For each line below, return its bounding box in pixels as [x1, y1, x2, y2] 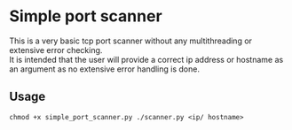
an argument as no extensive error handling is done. [9, 64, 200, 74]
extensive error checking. [9, 44, 103, 55]
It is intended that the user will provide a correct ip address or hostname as [9, 54, 284, 65]
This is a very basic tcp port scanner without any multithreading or [9, 35, 253, 46]
